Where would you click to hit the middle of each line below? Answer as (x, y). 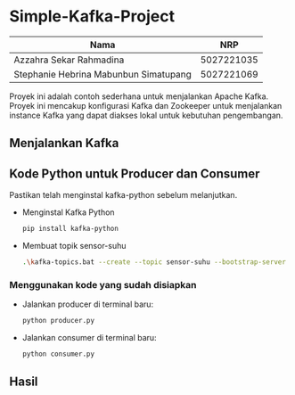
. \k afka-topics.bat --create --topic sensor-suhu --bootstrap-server (154, 262)
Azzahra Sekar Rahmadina (69, 60)
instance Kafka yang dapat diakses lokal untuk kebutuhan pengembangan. (146, 115)
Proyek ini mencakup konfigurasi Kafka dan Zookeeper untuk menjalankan (146, 105)
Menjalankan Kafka (64, 143)
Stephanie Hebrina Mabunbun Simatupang (102, 74)
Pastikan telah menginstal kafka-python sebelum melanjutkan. (123, 195)
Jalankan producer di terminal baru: (88, 304)
